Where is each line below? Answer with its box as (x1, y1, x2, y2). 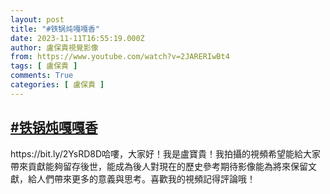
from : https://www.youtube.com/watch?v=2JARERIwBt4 (10, 52, 230, 62)
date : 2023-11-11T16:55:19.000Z (10, 33, 145, 43)
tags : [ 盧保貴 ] (10, 61, 78, 71)
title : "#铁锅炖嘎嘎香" (10, 24, 100, 34)
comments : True (10, 71, 74, 81)
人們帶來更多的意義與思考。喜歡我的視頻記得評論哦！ (36, 172, 256, 185)
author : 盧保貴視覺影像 (10, 42, 99, 53)
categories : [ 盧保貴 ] (10, 80, 105, 90)
